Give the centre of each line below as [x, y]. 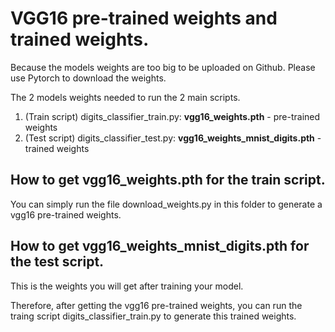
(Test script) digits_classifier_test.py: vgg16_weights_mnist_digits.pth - [173, 138]
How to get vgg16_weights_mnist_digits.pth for [160, 246]
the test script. [57, 262]
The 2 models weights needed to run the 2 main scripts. [125, 97]
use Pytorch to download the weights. [88, 78]
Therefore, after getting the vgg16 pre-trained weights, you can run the [156, 305]
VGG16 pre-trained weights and [144, 18]
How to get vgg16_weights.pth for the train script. [168, 180]
